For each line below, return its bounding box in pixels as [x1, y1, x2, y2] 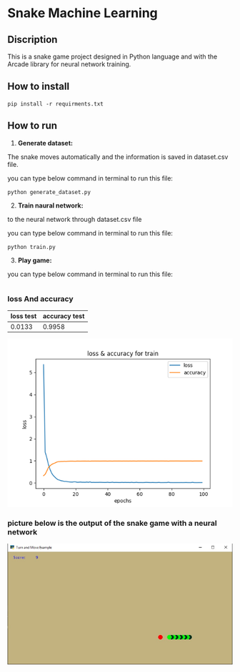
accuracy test [42, 312, 85, 320]
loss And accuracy [7, 294, 74, 304]
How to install [7, 81, 70, 93]
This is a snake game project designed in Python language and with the [7, 52, 218, 61]
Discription [7, 34, 58, 46]
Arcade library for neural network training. [7, 60, 131, 68]
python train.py [7, 243, 56, 250]
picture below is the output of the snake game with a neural [7, 519, 217, 529]
